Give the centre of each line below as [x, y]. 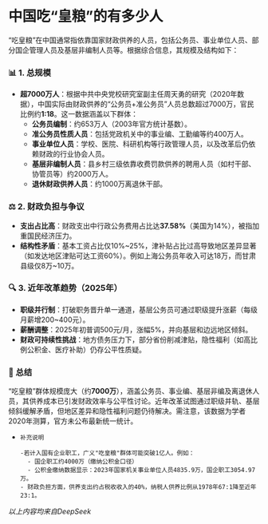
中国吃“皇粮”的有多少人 [86, 16]
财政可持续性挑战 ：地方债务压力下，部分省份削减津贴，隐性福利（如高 [135, 339]
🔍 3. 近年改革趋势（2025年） [65, 288]
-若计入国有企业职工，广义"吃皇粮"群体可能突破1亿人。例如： [107, 453]
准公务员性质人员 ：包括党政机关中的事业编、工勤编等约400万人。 [140, 134]
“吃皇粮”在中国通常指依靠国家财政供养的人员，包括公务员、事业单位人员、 [130, 40]
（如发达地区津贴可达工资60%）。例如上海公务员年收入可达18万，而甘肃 [138, 256]
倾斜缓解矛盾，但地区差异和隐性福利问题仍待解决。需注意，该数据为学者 [127, 411]
